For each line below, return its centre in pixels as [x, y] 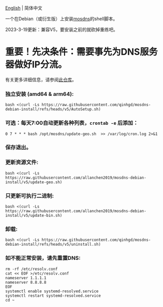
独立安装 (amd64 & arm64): [40, 94]
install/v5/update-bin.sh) [34, 216]
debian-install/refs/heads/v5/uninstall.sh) [53, 245]
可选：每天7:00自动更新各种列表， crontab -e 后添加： [72, 123]
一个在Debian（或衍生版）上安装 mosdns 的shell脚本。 [61, 19]
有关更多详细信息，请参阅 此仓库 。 [41, 79]
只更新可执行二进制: [30, 196]
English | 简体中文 [24, 8]
